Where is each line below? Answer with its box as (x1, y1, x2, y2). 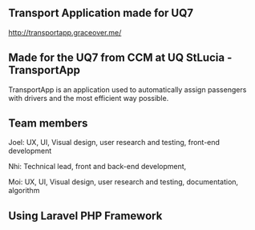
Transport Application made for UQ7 (8, 6, 194, 20)
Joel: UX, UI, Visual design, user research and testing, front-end (8, 138, 221, 147)
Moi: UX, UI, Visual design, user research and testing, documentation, (8, 177, 239, 187)
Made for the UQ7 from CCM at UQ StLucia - (8, 51, 233, 65)
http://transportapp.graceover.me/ (8, 27, 122, 37)
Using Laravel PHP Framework (8, 208, 163, 223)
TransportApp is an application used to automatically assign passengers (8, 84, 247, 95)
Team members (8, 116, 88, 131)
